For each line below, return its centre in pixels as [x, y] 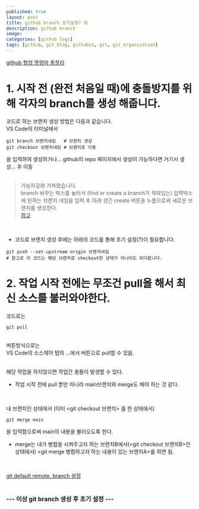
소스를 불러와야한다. [64, 299]
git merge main [25, 420]
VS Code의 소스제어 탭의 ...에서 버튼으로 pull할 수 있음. [70, 353]
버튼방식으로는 [23, 345]
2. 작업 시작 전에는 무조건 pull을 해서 [90, 284]
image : [14, 34]
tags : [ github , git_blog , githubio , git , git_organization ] [82, 45]
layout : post [22, 17]
